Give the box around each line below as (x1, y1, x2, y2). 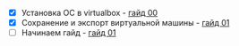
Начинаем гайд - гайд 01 (21, 27, 116, 38)
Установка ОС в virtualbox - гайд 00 (21, 8, 158, 18)
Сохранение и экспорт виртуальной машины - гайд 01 (21, 18, 230, 28)
